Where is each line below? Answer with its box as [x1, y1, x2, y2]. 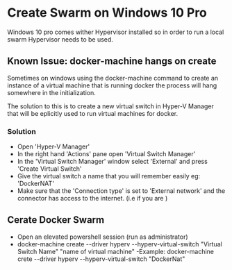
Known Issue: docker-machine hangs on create [7, 56, 217, 67]
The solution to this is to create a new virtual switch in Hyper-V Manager [7, 102, 214, 110]
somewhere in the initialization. [7, 88, 96, 96]
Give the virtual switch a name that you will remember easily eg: [17, 172, 201, 180]
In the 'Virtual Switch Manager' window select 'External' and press [17, 158, 208, 166]
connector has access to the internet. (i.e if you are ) [17, 194, 168, 203]
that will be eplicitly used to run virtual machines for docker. [7, 109, 179, 117]
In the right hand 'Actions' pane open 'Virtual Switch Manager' [17, 150, 196, 158]
